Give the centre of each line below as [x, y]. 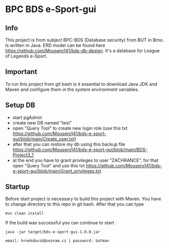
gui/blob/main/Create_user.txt [43, 139]
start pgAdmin [27, 117]
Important [21, 72]
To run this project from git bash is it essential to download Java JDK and [81, 84]
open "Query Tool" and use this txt [48, 165]
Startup [17, 187]
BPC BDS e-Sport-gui [51, 9]
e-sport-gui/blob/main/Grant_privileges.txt [57, 171]
